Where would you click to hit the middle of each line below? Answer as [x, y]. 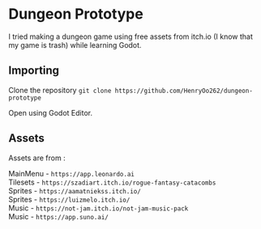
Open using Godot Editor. [51, 112]
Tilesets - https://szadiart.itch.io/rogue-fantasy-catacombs [112, 182]
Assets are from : [37, 158]
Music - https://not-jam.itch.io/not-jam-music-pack [98, 208]
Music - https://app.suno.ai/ [59, 216]
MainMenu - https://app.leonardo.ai [72, 173]
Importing [34, 71]
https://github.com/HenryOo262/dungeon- [184, 91]
